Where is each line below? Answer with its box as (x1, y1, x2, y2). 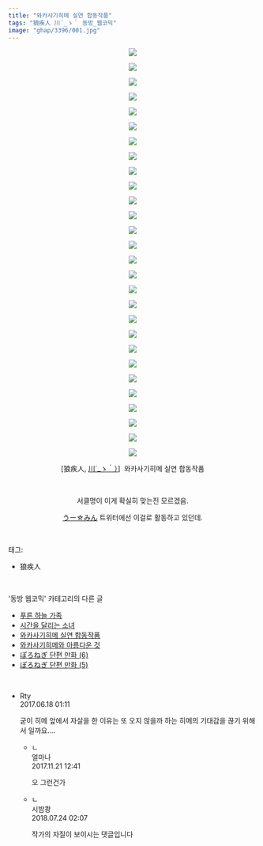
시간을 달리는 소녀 (19, 621, 75, 630)
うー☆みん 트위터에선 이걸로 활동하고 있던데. (62, 513, 203, 523)
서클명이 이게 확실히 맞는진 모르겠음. (77, 496, 189, 506)
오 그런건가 (31, 778, 66, 787)
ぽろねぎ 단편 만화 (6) (19, 650, 89, 660)
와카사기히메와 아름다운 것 (19, 640, 101, 650)
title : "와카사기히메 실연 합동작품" (8, 11, 113, 20)
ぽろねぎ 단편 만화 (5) (19, 660, 88, 670)
